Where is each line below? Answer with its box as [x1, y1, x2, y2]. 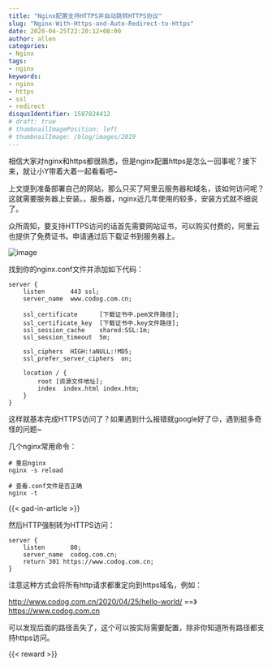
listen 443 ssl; [23, 288, 100, 296]
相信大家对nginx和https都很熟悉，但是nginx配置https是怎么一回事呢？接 [8, 156, 250, 166]
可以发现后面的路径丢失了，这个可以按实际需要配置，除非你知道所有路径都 [8, 622, 257, 632]
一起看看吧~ [76, 166, 118, 175]
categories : [8, 42, 49, 50]
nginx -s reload [8, 466, 63, 474]
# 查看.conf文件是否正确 [8, 482, 83, 490]
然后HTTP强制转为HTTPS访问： [8, 520, 115, 530]
